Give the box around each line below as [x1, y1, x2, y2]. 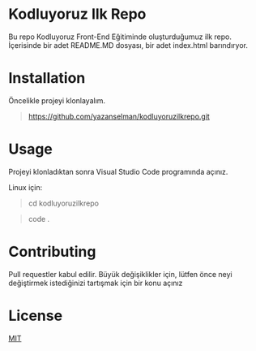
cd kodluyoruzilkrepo [28, 198, 100, 208]
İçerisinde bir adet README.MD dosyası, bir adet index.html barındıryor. [8, 40, 249, 50]
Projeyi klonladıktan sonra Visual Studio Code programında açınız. [8, 167, 228, 176]
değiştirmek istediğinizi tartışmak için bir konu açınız [8, 278, 183, 288]
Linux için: [8, 182, 43, 192]
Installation [8, 69, 86, 88]
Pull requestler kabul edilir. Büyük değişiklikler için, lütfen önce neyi [8, 269, 233, 279]
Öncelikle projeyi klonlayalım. [8, 95, 106, 106]
